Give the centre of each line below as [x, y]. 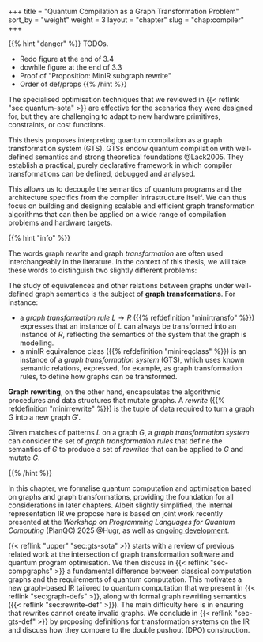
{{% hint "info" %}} [39, 238]
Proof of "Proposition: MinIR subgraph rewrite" [96, 76]
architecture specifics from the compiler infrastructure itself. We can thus [128, 198]
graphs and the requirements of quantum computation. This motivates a [125, 579]
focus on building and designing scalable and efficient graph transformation [131, 206]
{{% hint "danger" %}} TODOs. [58, 44]
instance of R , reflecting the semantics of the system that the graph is [133, 334]
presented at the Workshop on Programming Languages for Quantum [122, 522]
